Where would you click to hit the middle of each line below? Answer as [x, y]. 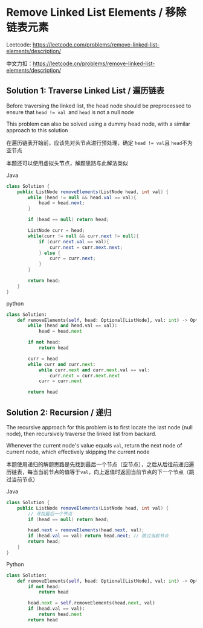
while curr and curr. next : [62, 364]
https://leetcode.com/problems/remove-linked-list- [96, 44]
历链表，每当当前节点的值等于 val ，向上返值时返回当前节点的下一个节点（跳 [100, 472]
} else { [50, 253]
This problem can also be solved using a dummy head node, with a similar [98, 124]
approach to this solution [37, 130]
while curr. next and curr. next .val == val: [94, 370]
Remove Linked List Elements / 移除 [96, 12]
